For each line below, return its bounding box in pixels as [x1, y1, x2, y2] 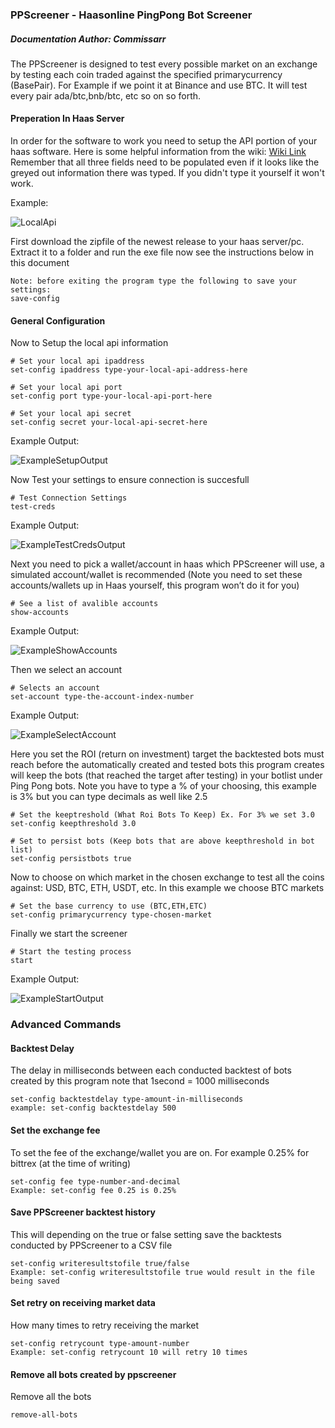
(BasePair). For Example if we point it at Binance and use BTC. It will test [10, 79, 308, 91]
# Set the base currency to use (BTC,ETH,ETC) [10, 901, 208, 912]
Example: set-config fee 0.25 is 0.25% [10, 1185, 177, 1195]
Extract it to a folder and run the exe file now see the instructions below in [10, 246, 315, 258]
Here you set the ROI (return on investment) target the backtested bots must [10, 748, 325, 760]
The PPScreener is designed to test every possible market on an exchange [10, 58, 318, 70]
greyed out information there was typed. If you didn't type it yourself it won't [10, 167, 325, 179]
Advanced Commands [10, 1018, 122, 1032]
